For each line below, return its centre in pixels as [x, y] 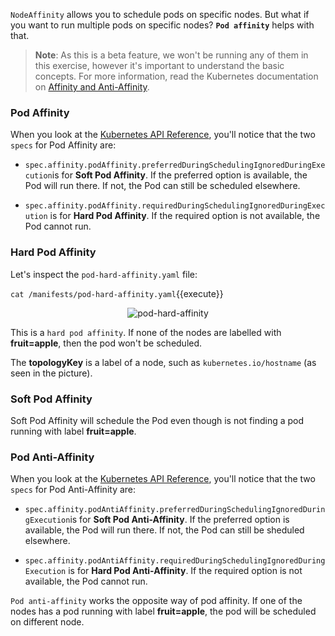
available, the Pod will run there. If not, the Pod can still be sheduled [164, 530]
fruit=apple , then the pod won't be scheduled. [106, 343]
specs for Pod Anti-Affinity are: [73, 490]
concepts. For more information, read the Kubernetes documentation [176, 76]
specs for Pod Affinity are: [63, 145]
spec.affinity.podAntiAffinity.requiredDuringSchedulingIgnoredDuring [175, 561]
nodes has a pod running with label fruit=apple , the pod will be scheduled [163, 611]
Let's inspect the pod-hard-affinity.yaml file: [104, 274]
